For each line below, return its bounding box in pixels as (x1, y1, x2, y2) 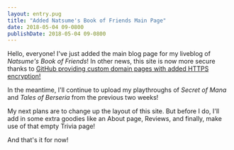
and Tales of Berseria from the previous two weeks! (7, 93, 159, 102)
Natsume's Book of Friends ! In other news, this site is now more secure (7, 57, 216, 66)
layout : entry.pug (7, 10, 62, 18)
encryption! (7, 72, 41, 81)
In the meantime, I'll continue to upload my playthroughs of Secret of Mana (7, 86, 227, 94)
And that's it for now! (7, 136, 69, 144)
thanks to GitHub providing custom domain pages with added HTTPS (7, 64, 209, 73)
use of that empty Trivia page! (7, 122, 96, 131)
